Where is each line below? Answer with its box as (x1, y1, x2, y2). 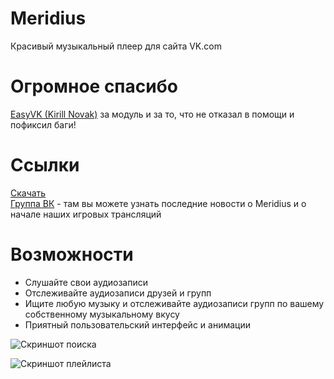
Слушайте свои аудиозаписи (24, 276, 149, 288)
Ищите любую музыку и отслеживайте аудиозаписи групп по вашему (24, 297, 325, 309)
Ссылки (10, 154, 80, 177)
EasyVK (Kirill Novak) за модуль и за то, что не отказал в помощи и (10, 108, 295, 120)
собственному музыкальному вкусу (24, 308, 180, 320)
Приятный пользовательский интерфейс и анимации (24, 318, 251, 331)
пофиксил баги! (10, 118, 77, 131)
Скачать (10, 187, 47, 199)
